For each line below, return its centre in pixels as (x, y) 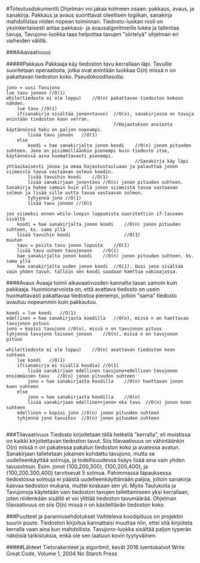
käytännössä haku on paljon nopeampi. (54, 130)
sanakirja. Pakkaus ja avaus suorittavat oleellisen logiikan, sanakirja (89, 15)
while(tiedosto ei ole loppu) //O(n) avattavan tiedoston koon (91, 350)
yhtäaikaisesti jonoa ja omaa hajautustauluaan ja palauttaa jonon (92, 166)
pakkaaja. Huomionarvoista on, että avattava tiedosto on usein (83, 289)
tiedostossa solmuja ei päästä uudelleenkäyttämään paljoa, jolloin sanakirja (99, 479)
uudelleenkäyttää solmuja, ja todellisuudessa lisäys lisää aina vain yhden (96, 460)
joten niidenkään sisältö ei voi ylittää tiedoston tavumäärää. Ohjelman (91, 498)
